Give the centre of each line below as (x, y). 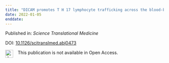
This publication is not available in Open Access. (68, 52)
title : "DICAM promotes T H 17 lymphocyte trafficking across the (76, 10)
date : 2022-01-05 (23, 14)
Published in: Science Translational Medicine (52, 33)
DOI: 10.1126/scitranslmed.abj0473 (41, 43)
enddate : (14, 19)
